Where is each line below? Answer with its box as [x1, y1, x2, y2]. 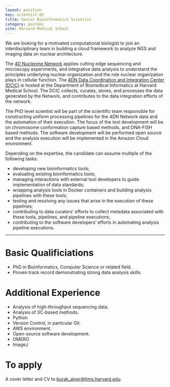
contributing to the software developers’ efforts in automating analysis [12, 219, 159, 225]
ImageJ [12, 341, 29, 347]
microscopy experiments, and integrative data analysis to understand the [5, 66, 158, 72]
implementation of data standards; [12, 182, 84, 188]
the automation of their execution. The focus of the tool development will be [5, 119, 163, 125]
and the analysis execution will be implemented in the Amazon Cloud [5, 135, 149, 141]
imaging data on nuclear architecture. [5, 51, 83, 57]
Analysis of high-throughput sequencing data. [12, 304, 109, 309]
